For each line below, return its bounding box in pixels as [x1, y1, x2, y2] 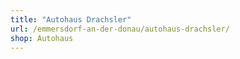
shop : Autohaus [10, 33, 74, 43]
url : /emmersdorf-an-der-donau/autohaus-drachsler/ [10, 24, 230, 34]
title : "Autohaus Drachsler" [10, 14, 132, 25]
